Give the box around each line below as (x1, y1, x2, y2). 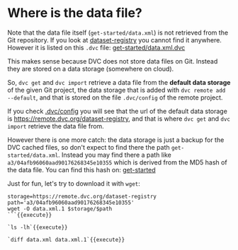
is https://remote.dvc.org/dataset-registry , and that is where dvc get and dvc (7, 114, 231, 123)
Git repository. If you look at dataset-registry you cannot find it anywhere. (7, 35, 222, 44)
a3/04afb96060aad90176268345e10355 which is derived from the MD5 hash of (7, 157, 228, 167)
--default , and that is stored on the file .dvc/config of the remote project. (7, 93, 223, 102)
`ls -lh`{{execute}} (7, 224, 69, 231)
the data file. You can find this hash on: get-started (7, 165, 156, 174)
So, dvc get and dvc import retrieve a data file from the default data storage (7, 78, 231, 86)
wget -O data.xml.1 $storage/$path (7, 205, 113, 213)
